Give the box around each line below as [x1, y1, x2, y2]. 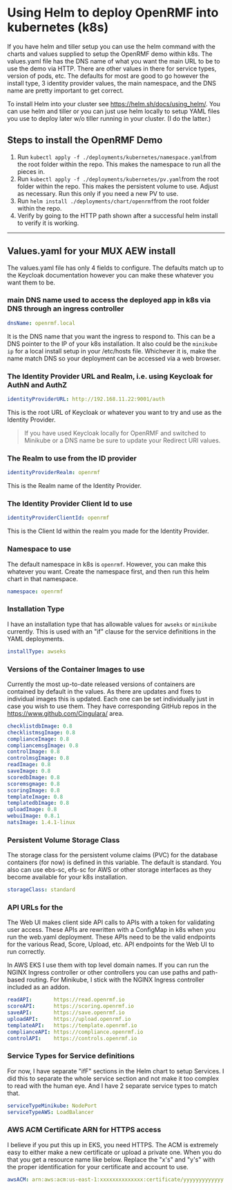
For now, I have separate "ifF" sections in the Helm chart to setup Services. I [7, 1066, 224, 1075]
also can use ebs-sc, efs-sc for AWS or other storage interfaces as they [7, 866, 212, 874]
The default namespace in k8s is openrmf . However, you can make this [7, 560, 207, 568]
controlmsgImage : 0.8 [7, 754, 70, 762]
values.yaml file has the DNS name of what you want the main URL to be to [7, 57, 220, 65]
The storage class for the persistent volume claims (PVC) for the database [7, 851, 218, 859]
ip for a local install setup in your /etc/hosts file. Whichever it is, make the [7, 347, 217, 355]
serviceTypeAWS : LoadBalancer [7, 1109, 95, 1115]
